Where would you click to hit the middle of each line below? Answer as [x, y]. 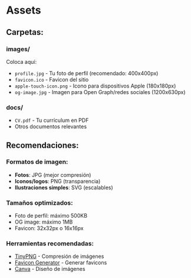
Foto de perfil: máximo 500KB [51, 216]
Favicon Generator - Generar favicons [61, 263]
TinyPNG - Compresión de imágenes [59, 256]
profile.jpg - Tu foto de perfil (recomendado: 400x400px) [86, 73]
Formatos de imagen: [37, 162]
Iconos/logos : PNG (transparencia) [57, 181]
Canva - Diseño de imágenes [50, 269]
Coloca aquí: [22, 62]
